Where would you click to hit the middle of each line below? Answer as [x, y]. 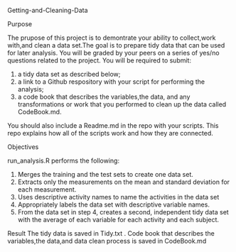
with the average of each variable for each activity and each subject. [118, 220]
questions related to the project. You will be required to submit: [100, 60]
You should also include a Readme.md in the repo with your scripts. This [113, 126]
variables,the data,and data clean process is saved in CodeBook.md [107, 241]
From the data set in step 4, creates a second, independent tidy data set [123, 212]
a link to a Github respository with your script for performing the [111, 82]
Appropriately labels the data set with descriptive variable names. [113, 204]
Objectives [23, 147]
